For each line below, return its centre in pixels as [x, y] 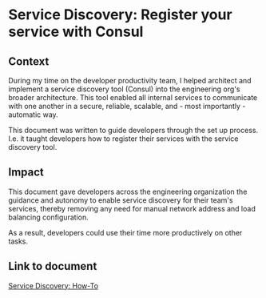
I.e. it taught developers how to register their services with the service [123, 139]
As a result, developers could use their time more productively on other [125, 232]
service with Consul [76, 32]
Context [29, 61]
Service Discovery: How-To [53, 285]
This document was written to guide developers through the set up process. [133, 130]
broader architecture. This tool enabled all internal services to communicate [133, 97]
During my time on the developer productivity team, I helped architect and [130, 81]
